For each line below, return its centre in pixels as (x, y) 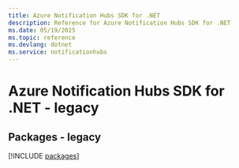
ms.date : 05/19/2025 (42, 30)
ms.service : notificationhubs (58, 52)
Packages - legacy (54, 137)
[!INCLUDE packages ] (44, 156)
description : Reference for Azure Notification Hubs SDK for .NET (119, 23)
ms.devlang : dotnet (40, 45)
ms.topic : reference (42, 37)
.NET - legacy (54, 108)
